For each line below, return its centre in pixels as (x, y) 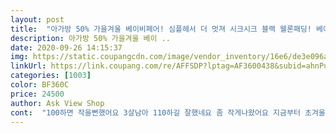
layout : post (37, 19)
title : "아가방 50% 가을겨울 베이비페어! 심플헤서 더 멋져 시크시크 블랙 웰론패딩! (161, 29)
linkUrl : (28, 66)
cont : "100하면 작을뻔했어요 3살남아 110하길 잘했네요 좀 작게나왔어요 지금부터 (155, 112)
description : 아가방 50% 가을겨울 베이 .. (90, 38)
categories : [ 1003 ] (51, 76)
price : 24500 (37, 94)
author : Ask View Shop (57, 103)
